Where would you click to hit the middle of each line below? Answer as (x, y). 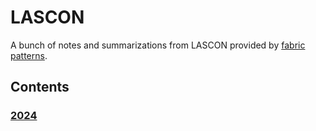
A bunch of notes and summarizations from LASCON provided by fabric (158, 45)
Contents (40, 87)
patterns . (29, 55)
